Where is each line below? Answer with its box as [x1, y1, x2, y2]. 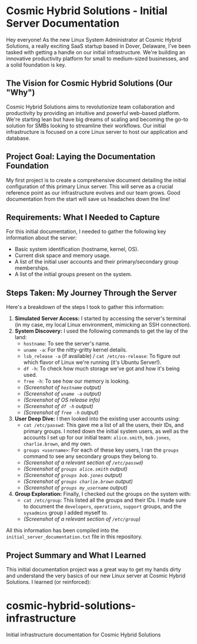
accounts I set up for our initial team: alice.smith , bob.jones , [23, 434, 171, 441]
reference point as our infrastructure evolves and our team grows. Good [6, 189, 181, 196]
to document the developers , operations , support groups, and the [23, 503, 182, 510]
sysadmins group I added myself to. [23, 509, 109, 517]
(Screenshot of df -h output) [23, 403, 94, 410]
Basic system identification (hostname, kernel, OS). [14, 246, 139, 253]
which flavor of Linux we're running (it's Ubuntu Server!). [23, 359, 162, 366]
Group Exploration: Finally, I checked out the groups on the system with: [14, 491, 191, 498]
